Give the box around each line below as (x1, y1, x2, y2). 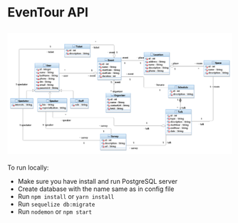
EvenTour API (7, 4, 89, 21)
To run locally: (7, 163, 49, 172)
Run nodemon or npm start (17, 207, 93, 216)
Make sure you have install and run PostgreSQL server (17, 177, 178, 186)
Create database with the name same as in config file (17, 185, 175, 193)
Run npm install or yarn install (17, 192, 115, 201)
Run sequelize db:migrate (17, 200, 95, 209)
